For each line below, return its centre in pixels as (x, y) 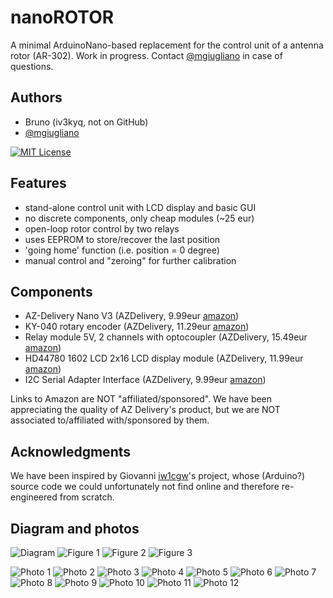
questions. (32, 66)
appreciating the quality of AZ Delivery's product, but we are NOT (145, 410)
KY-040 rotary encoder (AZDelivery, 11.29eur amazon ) (137, 327)
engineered (34, 497)
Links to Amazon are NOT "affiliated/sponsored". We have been (141, 399)
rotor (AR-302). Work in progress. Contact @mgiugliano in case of (146, 55)
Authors (36, 97)
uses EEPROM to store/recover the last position (122, 239)
